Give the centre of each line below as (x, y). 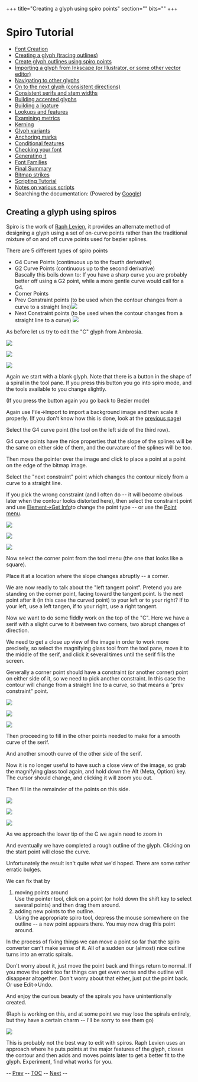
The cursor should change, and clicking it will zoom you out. (79, 778)
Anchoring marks (36, 137)
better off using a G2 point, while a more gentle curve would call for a (99, 281)
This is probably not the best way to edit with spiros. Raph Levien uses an (96, 1042)
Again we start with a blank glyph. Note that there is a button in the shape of (99, 376)
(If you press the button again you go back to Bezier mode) (78, 400)
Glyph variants (32, 130)
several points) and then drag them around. (67, 905)
